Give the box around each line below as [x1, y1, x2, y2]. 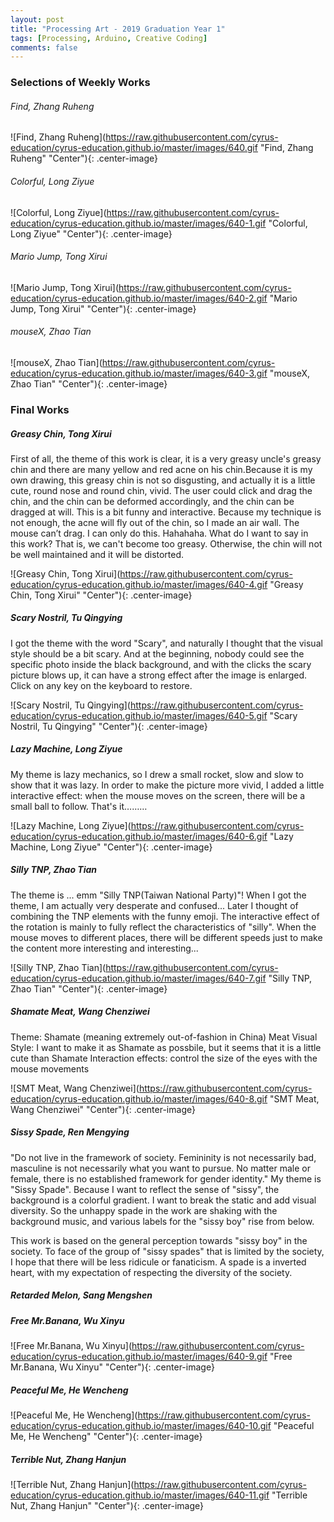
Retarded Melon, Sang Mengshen [10, 1289, 153, 1301]
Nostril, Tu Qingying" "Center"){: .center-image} [10, 720, 208, 732]
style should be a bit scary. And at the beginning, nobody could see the [10, 647, 305, 660]
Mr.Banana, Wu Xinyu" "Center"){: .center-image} [10, 1361, 215, 1373]
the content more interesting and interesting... [10, 942, 199, 954]
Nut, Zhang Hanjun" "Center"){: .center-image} [10, 1500, 204, 1511]
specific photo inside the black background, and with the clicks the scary [10, 658, 312, 670]
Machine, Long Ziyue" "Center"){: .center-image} [10, 841, 213, 853]
